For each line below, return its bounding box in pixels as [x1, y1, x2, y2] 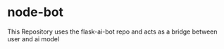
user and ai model [7, 34, 60, 43]
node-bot [7, 4, 64, 20]
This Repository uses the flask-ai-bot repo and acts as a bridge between [7, 27, 218, 36]
